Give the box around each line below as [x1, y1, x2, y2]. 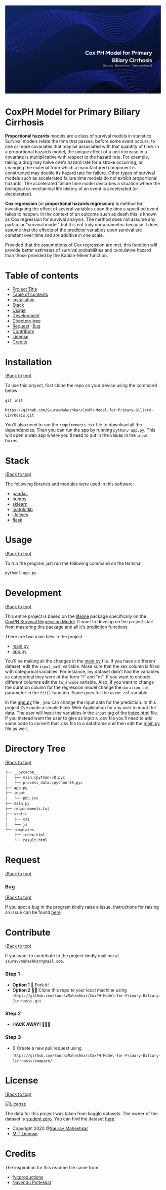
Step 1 [5, 971, 20, 978]
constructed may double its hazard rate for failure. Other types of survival [5, 170, 155, 176]
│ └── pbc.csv [5, 796, 39, 801]
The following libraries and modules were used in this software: [5, 481, 134, 487]
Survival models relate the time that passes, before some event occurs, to [5, 138, 156, 144]
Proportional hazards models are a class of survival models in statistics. [5, 133, 153, 139]
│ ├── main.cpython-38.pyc [5, 775, 65, 780]
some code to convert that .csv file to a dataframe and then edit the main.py [5, 721, 160, 726]
